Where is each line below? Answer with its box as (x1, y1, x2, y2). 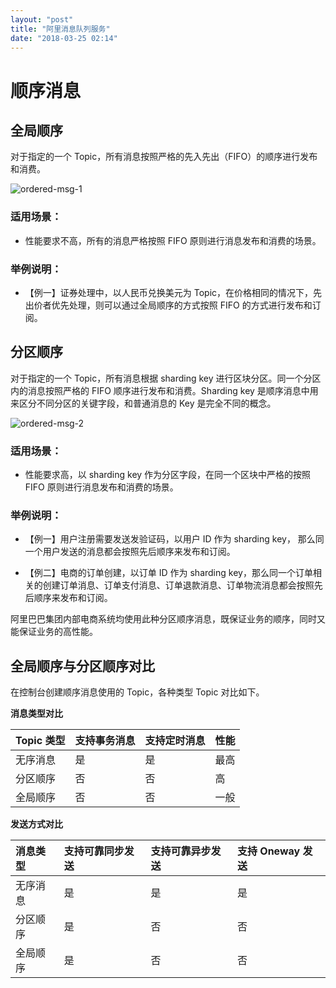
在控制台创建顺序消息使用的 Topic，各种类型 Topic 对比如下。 (10, 686, 265, 698)
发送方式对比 (10, 818, 63, 830)
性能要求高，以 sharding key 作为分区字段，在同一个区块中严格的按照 (24, 469, 312, 481)
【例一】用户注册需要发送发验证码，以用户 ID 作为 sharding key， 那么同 (24, 533, 325, 545)
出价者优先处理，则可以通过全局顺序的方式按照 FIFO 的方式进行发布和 (24, 299, 313, 311)
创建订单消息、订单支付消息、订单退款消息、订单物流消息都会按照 (42, 579, 315, 591)
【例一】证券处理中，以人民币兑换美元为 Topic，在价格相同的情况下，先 (24, 286, 323, 298)
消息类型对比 (10, 707, 63, 720)
